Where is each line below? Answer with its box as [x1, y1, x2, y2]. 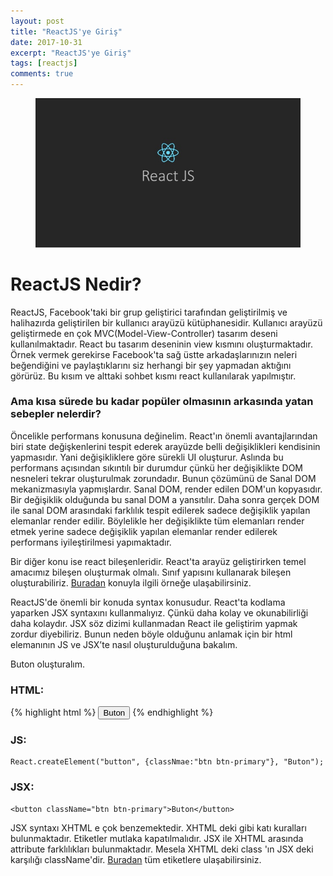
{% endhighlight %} [132, 706, 214, 719]
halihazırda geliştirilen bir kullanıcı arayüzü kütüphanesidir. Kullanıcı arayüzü [10, 316, 323, 329]
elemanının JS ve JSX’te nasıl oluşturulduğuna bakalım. [10, 638, 238, 650]
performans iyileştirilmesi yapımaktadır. [10, 536, 172, 548]
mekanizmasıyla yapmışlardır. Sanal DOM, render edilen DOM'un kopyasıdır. [10, 483, 323, 495]
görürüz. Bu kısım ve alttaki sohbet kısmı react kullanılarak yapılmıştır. [10, 370, 297, 382]
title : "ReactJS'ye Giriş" [10, 26, 123, 37]
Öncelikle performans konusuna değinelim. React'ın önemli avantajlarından [10, 430, 318, 442]
